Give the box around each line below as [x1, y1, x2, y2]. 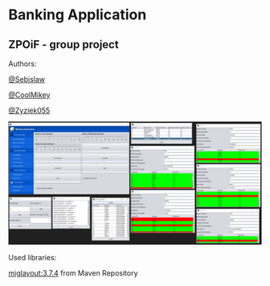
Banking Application [8, 6, 147, 24]
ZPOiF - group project [8, 38, 119, 51]
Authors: [8, 59, 37, 68]
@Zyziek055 [8, 106, 51, 115]
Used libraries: [8, 253, 57, 263]
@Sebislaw [8, 75, 46, 84]
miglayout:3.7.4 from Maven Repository [8, 268, 138, 278]
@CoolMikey [8, 90, 51, 100]
